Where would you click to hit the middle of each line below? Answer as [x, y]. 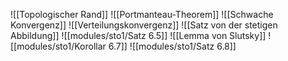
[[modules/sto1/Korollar [58, 46]
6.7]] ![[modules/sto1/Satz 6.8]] [172, 46]
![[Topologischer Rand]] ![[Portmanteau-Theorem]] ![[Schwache [142, 14]
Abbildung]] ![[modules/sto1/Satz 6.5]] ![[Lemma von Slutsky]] [138, 35]
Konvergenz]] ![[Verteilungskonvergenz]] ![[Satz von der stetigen [144, 25]
